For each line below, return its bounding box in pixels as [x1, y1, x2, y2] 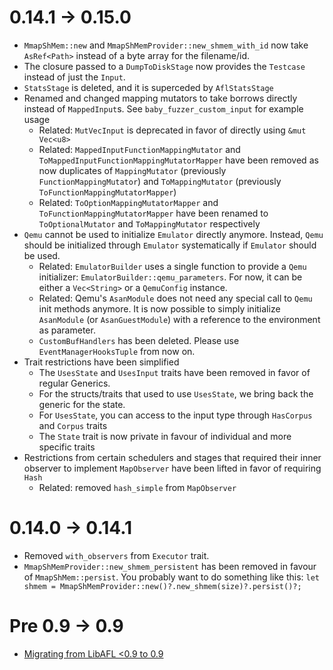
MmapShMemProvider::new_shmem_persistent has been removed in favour [23, 560, 317, 572]
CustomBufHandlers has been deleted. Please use [38, 334, 240, 346]
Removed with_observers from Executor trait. [23, 549, 210, 561]
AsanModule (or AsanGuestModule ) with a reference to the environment [38, 313, 321, 325]
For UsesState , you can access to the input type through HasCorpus [38, 409, 313, 421]
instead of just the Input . [23, 71, 126, 83]
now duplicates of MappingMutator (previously [38, 164, 227, 176]
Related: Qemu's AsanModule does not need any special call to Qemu [38, 292, 313, 304]
